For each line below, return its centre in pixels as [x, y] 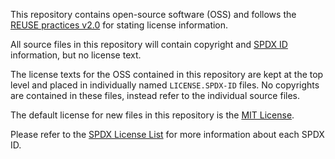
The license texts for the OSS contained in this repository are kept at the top [167, 74]
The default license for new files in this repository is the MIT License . [152, 115]
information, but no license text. [76, 55]
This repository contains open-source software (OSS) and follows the [153, 14]
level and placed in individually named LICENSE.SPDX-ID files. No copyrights [165, 85]
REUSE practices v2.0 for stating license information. [119, 25]
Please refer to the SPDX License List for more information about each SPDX [167, 134]
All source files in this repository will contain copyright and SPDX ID [149, 44]
